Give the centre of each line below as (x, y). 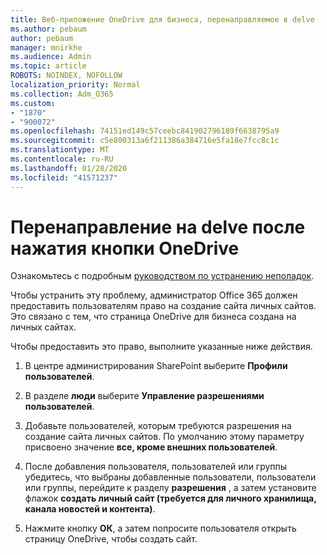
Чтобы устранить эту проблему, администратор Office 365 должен (154, 295)
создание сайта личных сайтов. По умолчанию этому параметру (164, 437)
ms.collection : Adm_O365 (62, 94)
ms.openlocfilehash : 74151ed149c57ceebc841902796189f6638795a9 (145, 131)
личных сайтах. (43, 327)
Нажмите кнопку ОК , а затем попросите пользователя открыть (160, 528)
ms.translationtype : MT (60, 150)
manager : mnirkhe (46, 47)
